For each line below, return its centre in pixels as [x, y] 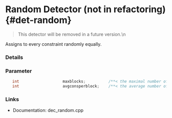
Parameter [19, 71]
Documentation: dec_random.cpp [48, 110]
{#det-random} [38, 20]
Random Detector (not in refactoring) [86, 9]
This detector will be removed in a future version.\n [72, 34]
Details [14, 57]
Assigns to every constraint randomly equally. [53, 44]
